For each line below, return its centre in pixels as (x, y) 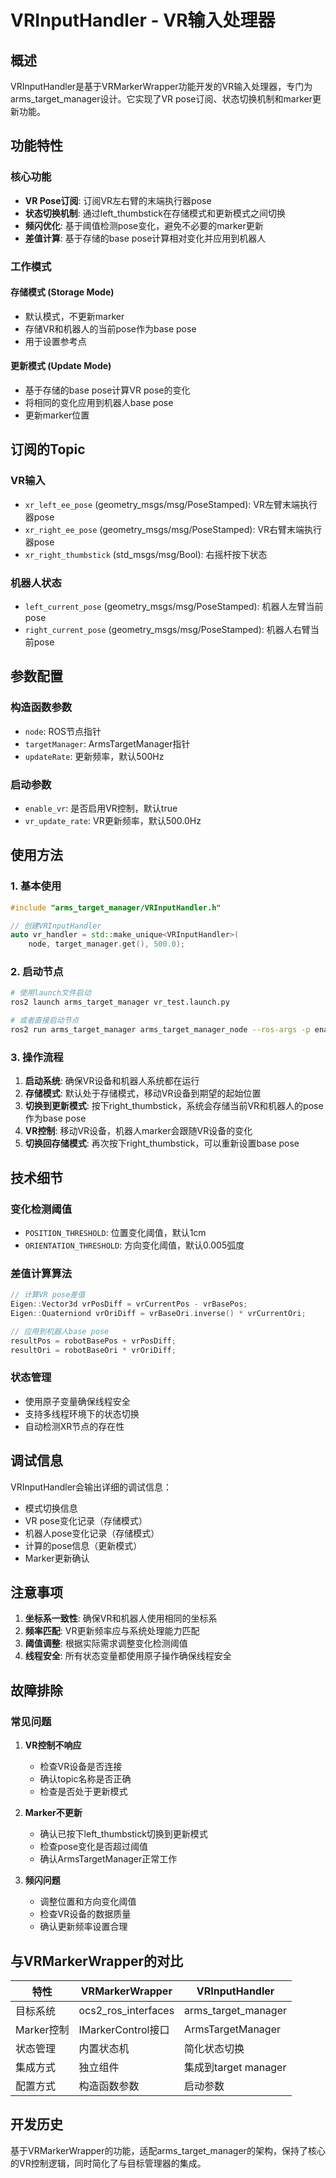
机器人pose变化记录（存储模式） (92, 1533)
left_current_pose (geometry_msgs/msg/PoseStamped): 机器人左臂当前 (174, 606)
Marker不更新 (53, 1813)
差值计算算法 (41, 1273)
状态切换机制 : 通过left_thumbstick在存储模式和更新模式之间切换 (155, 213)
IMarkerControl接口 (124, 2029)
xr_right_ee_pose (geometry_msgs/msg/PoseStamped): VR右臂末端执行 (173, 529)
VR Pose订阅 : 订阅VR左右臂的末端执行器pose (118, 200)
